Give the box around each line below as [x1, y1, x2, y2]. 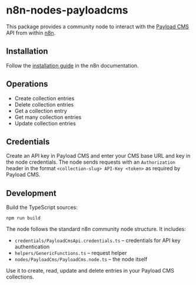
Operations [6, 79, 48, 89]
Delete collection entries [14, 101, 74, 108]
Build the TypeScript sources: [6, 204, 78, 211]
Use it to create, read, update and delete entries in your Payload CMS [6, 267, 175, 274]
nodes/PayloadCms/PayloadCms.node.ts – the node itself [14, 256, 148, 263]
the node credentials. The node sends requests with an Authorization [6, 158, 175, 165]
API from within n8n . [6, 29, 56, 36]
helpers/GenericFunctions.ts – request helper [14, 250, 127, 257]
